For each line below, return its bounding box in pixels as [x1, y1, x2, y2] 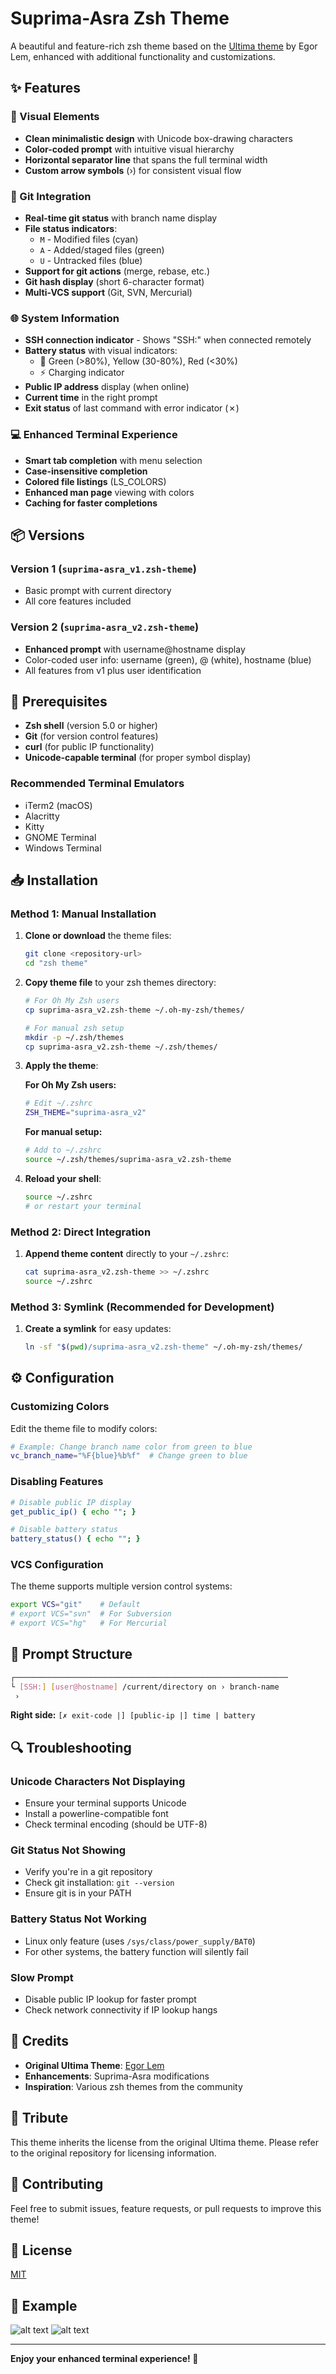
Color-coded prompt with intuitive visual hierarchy [24, 143, 235, 155]
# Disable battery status [10, 1525, 118, 1535]
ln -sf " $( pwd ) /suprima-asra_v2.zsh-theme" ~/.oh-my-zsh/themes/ [24, 1342, 303, 1352]
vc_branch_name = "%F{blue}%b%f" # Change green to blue [10, 1451, 248, 1461]
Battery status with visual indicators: [24, 345, 178, 357]
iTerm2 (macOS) [24, 799, 93, 811]
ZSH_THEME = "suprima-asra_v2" [24, 1108, 147, 1118]
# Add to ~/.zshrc [24, 1145, 102, 1156]
